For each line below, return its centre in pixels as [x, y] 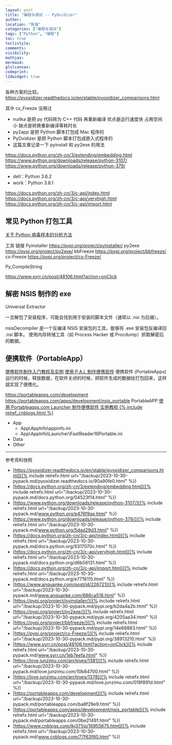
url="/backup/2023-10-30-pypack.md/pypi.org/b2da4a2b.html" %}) [85, 606]
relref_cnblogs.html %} [29, 413]
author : [14, 19]
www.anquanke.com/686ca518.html [76, 595]
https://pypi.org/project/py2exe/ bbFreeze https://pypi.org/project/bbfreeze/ [86, 251]
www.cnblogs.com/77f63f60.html [73, 737]
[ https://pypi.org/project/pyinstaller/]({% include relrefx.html [76, 601]
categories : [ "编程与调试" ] [33, 29]
